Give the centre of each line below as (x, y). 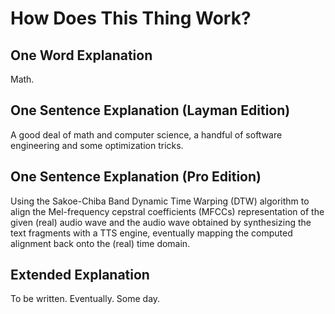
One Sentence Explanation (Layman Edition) (150, 110)
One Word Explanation (81, 55)
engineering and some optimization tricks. (97, 145)
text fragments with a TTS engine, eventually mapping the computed (151, 233)
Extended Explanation (80, 275)
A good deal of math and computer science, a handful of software (146, 134)
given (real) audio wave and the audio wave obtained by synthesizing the (161, 222)
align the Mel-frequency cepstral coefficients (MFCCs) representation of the (167, 211)
